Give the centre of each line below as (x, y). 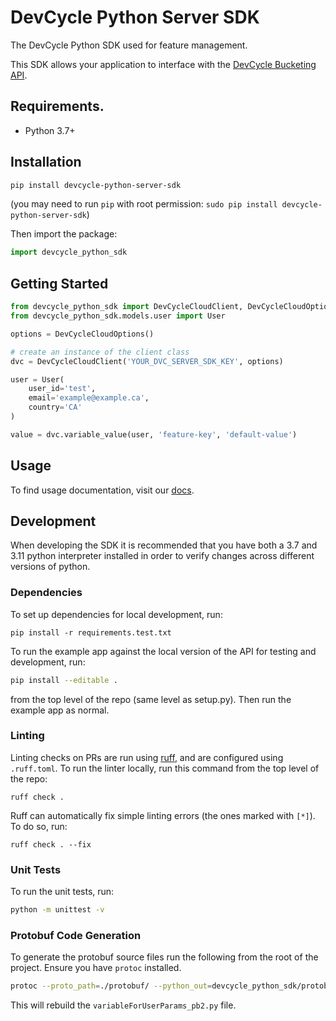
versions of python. (50, 567)
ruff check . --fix (51, 844)
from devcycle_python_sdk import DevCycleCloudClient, (127, 307)
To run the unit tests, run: (62, 892)
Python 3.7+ (50, 130)
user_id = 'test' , (62, 389)
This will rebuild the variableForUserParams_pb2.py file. (123, 1005)
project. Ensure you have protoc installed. (96, 968)
